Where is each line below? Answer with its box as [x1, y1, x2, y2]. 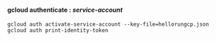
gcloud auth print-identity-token [7, 27, 109, 34]
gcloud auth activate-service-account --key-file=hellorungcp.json [7, 21, 210, 28]
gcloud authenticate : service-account [7, 6, 123, 14]
